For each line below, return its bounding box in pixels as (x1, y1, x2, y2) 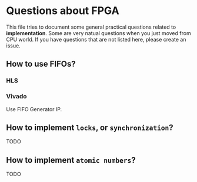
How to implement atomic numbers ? (6, 155, 136, 165)
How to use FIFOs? (6, 59, 76, 69)
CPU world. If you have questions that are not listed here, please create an (6, 36, 186, 43)
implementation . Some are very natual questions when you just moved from (6, 29, 191, 36)
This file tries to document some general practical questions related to (6, 23, 176, 30)
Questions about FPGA (6, 4, 119, 18)
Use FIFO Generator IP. (6, 105, 62, 112)
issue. (6, 42, 21, 49)
